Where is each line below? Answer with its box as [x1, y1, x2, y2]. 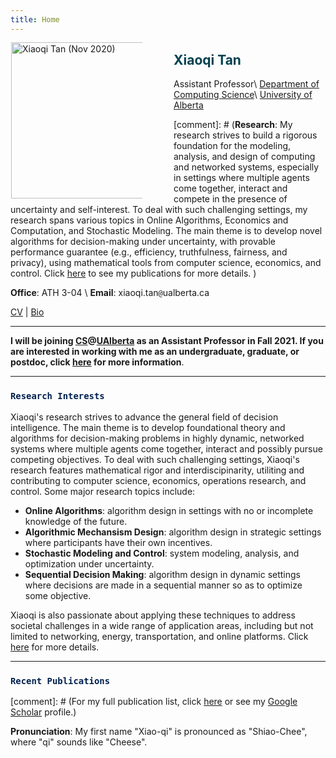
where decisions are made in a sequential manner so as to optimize [24, 579, 303, 591]
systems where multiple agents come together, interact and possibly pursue [10, 442, 323, 455]
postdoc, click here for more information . [10, 356, 185, 368]
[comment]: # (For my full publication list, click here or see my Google [10, 696, 298, 708]
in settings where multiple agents [173, 172, 310, 184]
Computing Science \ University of [173, 89, 313, 101]
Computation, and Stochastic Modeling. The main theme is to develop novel [10, 225, 323, 237]
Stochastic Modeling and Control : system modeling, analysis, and [24, 547, 300, 559]
